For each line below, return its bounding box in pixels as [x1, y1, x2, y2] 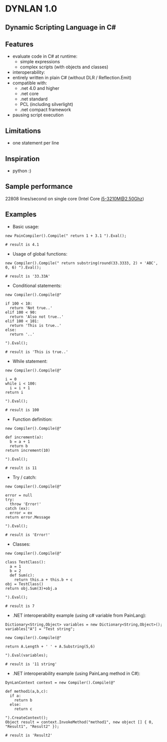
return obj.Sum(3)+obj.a [5, 586, 57, 591]
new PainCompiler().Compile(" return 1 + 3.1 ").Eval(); [5, 233, 127, 238]
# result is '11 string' [5, 661, 57, 667]
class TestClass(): [5, 559, 46, 565]
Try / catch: [12, 474, 37, 480]
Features [5, 40, 34, 48]
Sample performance [5, 182, 73, 191]
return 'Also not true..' [10, 314, 64, 319]
